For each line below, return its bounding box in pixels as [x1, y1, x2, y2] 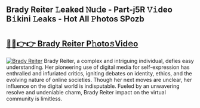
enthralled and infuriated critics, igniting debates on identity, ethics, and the [6, 70, 192, 77]
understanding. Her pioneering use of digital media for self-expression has [6, 63, 190, 71]
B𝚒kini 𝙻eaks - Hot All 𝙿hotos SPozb [6, 14, 144, 24]
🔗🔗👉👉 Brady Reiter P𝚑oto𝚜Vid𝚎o [6, 39, 139, 49]
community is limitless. [6, 95, 63, 102]
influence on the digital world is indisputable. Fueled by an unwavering [6, 82, 180, 90]
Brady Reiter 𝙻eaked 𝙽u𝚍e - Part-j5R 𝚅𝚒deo [6, 5, 173, 15]
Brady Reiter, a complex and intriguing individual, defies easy [44, 58, 194, 64]
